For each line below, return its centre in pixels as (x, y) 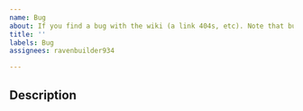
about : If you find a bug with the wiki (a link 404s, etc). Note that (147, 26)
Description (43, 95)
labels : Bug (32, 43)
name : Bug (28, 17)
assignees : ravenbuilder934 (62, 51)
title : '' (28, 34)
